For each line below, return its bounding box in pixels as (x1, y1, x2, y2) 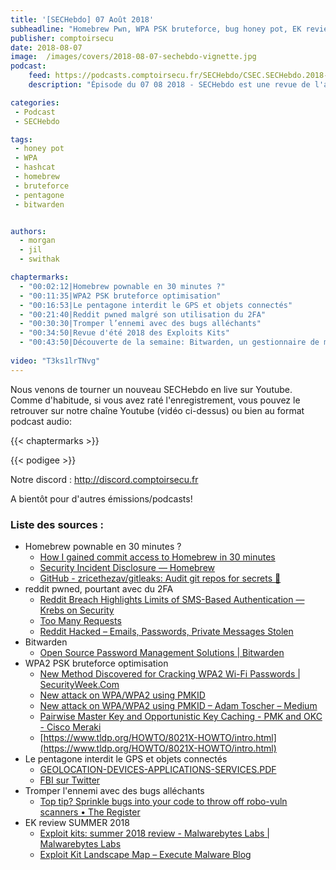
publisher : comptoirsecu (10, 33, 114, 43)
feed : (28, 71, 52, 81)
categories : (10, 97, 60, 108)
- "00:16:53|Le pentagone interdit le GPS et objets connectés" (19, 300, 293, 310)
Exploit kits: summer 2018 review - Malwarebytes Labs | (39, 827, 270, 839)
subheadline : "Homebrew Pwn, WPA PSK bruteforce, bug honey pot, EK (10, 24, 302, 34)
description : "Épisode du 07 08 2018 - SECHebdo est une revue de (28, 80, 311, 90)
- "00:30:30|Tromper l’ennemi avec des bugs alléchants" (19, 319, 262, 329)
